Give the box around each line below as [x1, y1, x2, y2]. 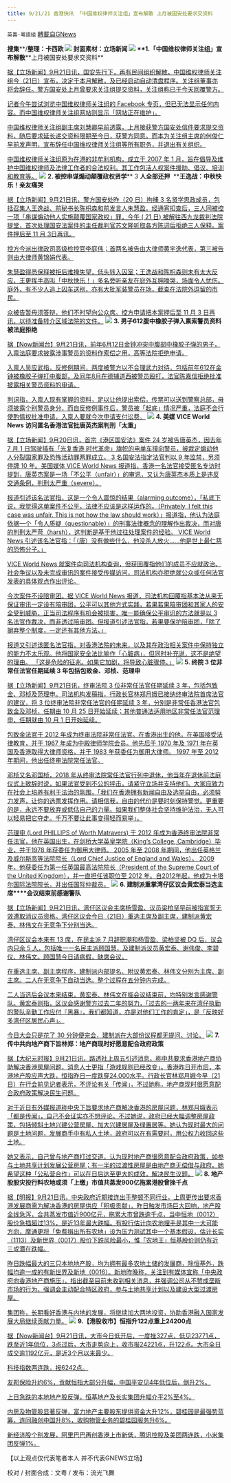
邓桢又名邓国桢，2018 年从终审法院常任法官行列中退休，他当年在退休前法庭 [7, 770, 221, 779]
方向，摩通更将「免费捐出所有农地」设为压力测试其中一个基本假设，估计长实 [7, 1227, 224, 1236]
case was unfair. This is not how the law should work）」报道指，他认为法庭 [7, 511, 220, 519]
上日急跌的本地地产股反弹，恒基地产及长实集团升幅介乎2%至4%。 [7, 1393, 196, 1401]
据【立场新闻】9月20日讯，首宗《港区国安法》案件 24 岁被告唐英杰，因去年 [7, 436, 222, 444]
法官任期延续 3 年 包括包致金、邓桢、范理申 [19, 666, 141, 675]
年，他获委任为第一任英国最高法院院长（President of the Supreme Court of [7, 863, 219, 871]
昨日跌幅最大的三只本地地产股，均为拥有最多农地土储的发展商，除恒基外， [7, 1259, 218, 1267]
